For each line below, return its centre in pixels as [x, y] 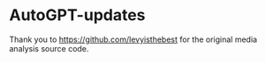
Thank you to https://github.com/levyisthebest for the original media [133, 39]
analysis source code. [49, 48]
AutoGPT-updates [77, 15]
